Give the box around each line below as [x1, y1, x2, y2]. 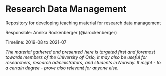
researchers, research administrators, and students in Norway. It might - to [5, 59, 161, 65]
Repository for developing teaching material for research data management [5, 20, 161, 26]
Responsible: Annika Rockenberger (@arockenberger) [5, 29, 117, 35]
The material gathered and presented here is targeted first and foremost [5, 49, 156, 55]
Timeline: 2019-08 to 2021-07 [5, 39, 67, 45]
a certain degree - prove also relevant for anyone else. [5, 65, 119, 71]
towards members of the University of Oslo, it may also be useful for [5, 54, 147, 60]
